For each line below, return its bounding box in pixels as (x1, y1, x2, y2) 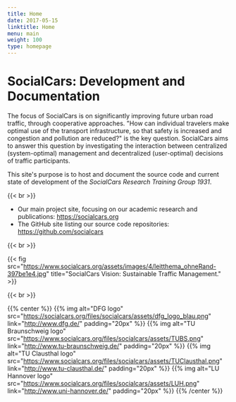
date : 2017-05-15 (7, 17, 58, 24)
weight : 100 (7, 37, 42, 44)
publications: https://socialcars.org (17, 212, 119, 220)
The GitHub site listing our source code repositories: (17, 220, 170, 228)
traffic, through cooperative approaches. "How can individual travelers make (7, 119, 230, 127)
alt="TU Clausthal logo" (7, 349, 76, 358)
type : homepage (7, 43, 52, 50)
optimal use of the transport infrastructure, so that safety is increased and (7, 126, 222, 134)
